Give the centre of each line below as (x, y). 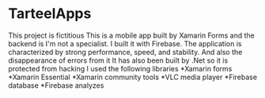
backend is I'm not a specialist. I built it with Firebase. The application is (125, 43)
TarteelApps (50, 14)
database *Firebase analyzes (56, 85)
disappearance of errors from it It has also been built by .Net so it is (118, 60)
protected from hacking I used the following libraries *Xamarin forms (120, 68)
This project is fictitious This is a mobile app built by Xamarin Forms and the (131, 35)
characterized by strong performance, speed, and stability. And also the (125, 52)
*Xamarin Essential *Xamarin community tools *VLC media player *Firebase (133, 77)
